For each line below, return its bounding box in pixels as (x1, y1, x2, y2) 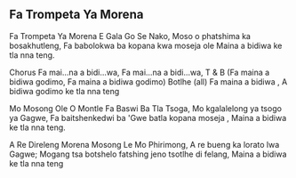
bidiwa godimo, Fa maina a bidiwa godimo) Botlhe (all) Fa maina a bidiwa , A (9, 76, 288, 87)
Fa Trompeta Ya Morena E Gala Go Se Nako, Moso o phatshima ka (9, 30, 252, 41)
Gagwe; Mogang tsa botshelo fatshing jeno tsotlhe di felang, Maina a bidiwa (9, 149, 287, 159)
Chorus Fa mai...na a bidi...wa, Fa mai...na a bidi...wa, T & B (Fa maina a (9, 67, 270, 77)
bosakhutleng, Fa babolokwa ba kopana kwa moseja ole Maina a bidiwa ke (9, 40, 283, 51)
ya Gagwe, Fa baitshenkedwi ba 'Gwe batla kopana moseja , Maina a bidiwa (9, 112, 287, 123)
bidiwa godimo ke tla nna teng (9, 85, 120, 96)
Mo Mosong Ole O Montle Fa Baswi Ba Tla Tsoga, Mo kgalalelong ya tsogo (9, 102, 283, 114)
